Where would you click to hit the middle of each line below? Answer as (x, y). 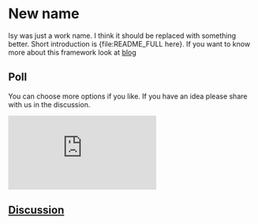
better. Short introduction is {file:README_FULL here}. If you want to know (129, 43)
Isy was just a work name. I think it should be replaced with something (122, 35)
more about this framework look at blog (72, 52)
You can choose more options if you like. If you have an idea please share (128, 96)
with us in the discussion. (49, 104)
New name (44, 14)
